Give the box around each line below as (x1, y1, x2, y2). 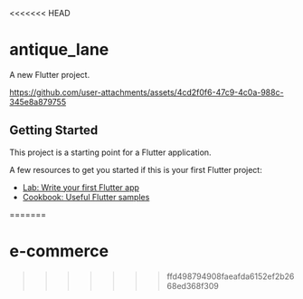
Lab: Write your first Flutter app (22, 181, 140, 193)
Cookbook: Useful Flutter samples (22, 191, 150, 202)
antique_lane (9, 40, 109, 60)
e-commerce (9, 240, 109, 261)
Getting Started (9, 122, 99, 139)
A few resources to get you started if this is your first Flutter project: (9, 164, 262, 175)
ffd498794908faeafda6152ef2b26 (166, 271, 295, 282)
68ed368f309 (166, 280, 219, 291)
